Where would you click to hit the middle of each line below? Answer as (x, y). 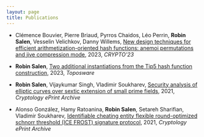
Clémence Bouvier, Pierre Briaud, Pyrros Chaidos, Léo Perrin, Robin (100, 35)
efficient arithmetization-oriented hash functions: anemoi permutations (104, 48)
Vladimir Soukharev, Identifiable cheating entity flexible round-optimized (106, 116)
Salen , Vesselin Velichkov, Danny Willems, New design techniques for (103, 41)
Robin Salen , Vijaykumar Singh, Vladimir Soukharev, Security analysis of (106, 84)
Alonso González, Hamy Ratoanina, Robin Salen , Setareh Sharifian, (100, 109)
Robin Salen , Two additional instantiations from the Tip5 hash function (104, 66)
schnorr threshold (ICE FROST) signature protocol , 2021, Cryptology (101, 122)
